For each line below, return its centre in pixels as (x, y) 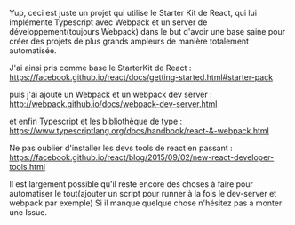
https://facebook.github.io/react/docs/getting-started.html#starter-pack (141, 77)
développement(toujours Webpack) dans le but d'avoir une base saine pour (147, 32)
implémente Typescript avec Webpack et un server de (108, 22)
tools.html (28, 167)
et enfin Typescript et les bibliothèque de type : (96, 121)
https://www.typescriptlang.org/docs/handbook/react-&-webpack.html (139, 131)
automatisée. (33, 51)
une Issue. (28, 212)
